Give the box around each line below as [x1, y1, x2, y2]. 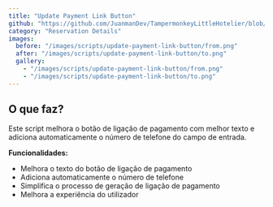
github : [8, 19, 35, 28]
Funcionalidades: [8, 148, 68, 158]
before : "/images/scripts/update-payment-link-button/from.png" [15, 42, 238, 50]
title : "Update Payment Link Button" [8, 11, 136, 20]
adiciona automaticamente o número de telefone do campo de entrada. [8, 132, 247, 142]
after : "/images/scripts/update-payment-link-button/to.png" [15, 50, 227, 58]
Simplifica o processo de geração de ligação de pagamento [19, 181, 221, 191]
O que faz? [8, 102, 64, 116]
